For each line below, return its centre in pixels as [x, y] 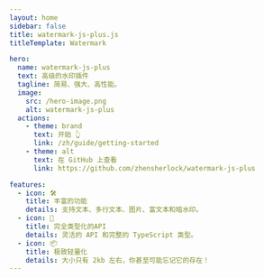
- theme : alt [50, 152]
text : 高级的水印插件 [53, 76]
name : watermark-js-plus [64, 68]
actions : [34, 118]
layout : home [34, 18]
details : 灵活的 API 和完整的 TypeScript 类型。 [112, 235]
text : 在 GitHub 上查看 [75, 160]
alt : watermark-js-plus [70, 109]
